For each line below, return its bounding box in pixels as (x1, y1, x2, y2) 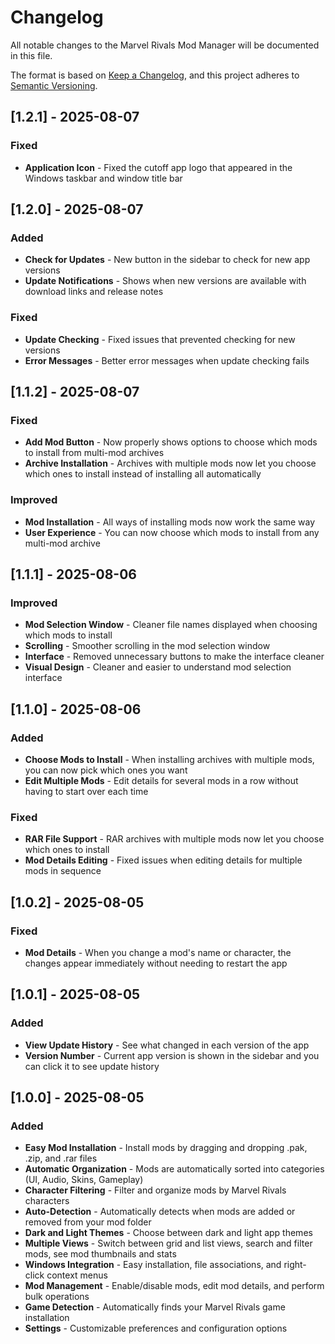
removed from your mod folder (24, 1216, 152, 1228)
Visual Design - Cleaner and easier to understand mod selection (24, 661, 292, 673)
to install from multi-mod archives (24, 447, 165, 459)
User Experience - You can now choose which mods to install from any (24, 526, 320, 538)
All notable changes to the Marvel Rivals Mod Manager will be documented (10, 39, 320, 51)
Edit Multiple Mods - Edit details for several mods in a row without (24, 774, 299, 786)
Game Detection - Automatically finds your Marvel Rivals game (24, 1301, 286, 1313)
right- (283, 1259, 307, 1271)
